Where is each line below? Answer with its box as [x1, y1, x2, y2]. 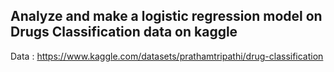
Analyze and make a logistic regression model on [10, 8, 323, 25]
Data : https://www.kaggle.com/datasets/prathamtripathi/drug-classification [10, 50, 324, 62]
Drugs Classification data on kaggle [10, 24, 238, 41]
